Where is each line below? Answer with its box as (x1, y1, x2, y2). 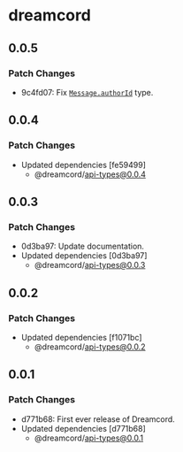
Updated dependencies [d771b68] (20, 423, 147, 433)
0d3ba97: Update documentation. (20, 241, 145, 252)
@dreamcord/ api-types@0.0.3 (34, 260, 146, 271)
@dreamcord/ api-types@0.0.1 (34, 433, 143, 443)
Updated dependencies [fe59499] (20, 159, 147, 170)
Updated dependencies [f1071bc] (20, 332, 142, 342)
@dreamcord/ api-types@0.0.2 (34, 341, 147, 352)
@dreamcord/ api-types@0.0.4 (34, 169, 147, 180)
